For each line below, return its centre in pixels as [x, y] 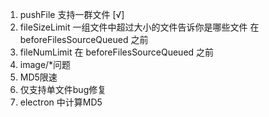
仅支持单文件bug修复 [63, 89]
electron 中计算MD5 [61, 102]
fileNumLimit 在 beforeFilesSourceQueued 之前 [117, 52]
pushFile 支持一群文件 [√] [72, 14]
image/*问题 [45, 64]
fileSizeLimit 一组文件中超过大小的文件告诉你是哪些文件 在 [139, 27]
